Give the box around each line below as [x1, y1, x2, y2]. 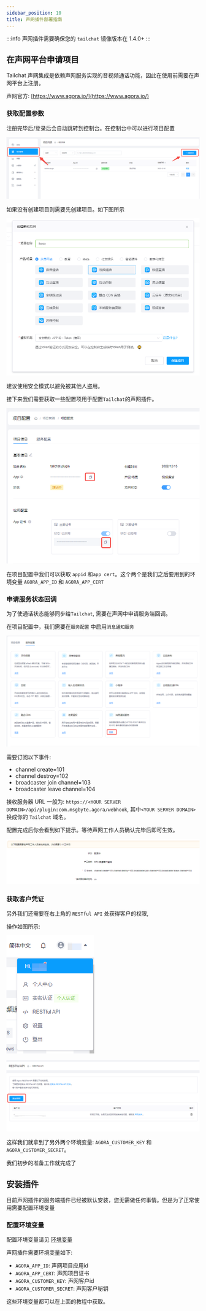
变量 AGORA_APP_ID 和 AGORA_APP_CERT [11, 578, 104, 585]
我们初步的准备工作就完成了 [6, 1159, 77, 1167]
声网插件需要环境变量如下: [6, 1249, 73, 1256]
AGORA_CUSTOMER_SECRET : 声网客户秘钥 [15, 1285, 109, 1293]
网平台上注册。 [6, 80, 44, 87]
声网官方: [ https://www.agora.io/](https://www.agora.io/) [6, 93, 149, 100]
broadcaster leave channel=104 [15, 785, 96, 793]
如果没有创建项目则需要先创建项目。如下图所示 [6, 206, 124, 213]
